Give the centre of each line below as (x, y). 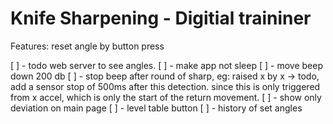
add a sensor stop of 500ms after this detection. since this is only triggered (165, 86)
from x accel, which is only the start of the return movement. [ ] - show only (166, 97)
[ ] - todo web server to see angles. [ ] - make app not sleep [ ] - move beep (166, 65)
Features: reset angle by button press (87, 46)
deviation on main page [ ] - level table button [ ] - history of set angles (156, 108)
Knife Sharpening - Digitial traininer (161, 18)
